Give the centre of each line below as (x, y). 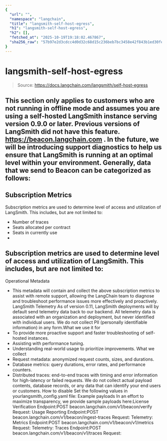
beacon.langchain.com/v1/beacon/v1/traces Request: (67, 433)
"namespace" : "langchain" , (38, 19)
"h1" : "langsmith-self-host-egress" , (49, 28)
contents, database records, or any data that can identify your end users (86, 385)
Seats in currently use (35, 232)
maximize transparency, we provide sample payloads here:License (81, 401)
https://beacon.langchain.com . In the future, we (82, 139)
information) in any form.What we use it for (56, 327)
